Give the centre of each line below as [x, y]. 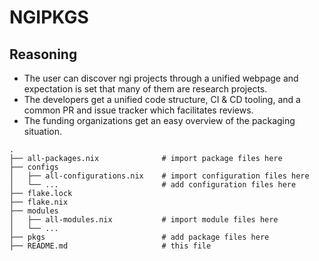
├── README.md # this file [110, 246]
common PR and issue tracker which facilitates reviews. [138, 110]
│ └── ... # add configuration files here [153, 185]
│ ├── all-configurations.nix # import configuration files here [159, 176]
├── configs [34, 167]
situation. [42, 131]
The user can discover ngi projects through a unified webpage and [161, 78]
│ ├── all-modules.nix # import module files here [144, 220]
